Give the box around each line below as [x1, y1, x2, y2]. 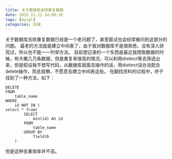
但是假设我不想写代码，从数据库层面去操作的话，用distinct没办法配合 [14, 62, 161, 68]
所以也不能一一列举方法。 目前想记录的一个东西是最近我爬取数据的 [18, 49, 160, 55]
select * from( [5, 107, 38, 112]
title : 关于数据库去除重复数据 [5, 7, 64, 13]
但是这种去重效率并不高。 [5, 148, 60, 154]
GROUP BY [24, 130, 43, 135]
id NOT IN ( [14, 103, 40, 108]
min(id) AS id [32, 116, 63, 122]
